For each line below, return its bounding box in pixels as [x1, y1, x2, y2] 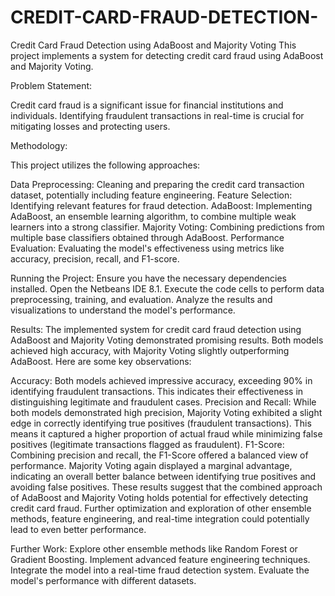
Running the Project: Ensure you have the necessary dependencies [10, 272, 287, 284]
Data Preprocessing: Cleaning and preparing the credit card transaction [10, 178, 305, 190]
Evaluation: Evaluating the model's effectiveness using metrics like [10, 242, 285, 254]
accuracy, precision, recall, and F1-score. [10, 252, 180, 265]
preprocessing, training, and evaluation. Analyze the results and [10, 293, 273, 305]
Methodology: [10, 139, 68, 151]
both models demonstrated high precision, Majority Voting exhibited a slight [10, 406, 323, 418]
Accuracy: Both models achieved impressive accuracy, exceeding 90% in [10, 374, 313, 386]
